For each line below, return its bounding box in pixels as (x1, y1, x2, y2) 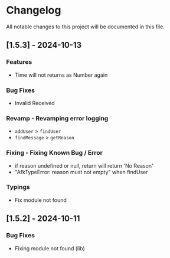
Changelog (6, 4, 61, 17)
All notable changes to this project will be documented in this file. (6, 23, 165, 30)
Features (6, 58, 32, 66)
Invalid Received (14, 99, 55, 106)
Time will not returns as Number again (14, 71, 108, 79)
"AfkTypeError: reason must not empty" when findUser (14, 168, 149, 175)
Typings (6, 183, 31, 191)
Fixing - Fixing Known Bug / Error (6, 149, 103, 157)
